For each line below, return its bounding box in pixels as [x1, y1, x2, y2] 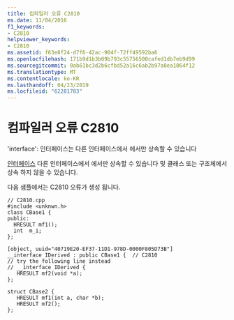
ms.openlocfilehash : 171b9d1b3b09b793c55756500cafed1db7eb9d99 [7, 56, 196, 63]
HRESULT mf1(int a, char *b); [16, 294, 105, 302]
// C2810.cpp [7, 197, 45, 204]
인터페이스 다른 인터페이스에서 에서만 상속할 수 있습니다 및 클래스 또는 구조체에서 [7, 160, 228, 168]
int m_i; [13, 227, 42, 234]
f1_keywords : [7, 23, 45, 30]
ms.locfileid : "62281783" [7, 88, 82, 95]
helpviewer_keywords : [7, 36, 71, 43]
